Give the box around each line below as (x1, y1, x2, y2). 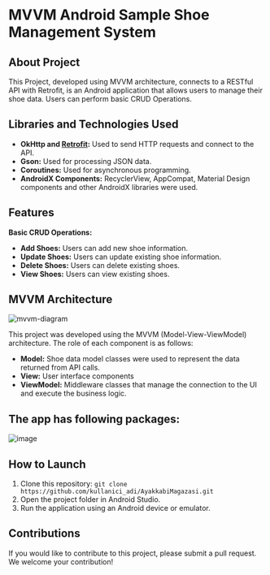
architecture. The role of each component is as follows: (8, 339, 194, 348)
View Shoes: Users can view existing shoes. (20, 269, 170, 279)
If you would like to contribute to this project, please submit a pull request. (8, 548, 257, 558)
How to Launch (8, 457, 87, 471)
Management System (8, 23, 157, 41)
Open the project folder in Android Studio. (20, 495, 161, 504)
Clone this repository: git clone (20, 479, 128, 489)
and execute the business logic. (20, 388, 128, 399)
